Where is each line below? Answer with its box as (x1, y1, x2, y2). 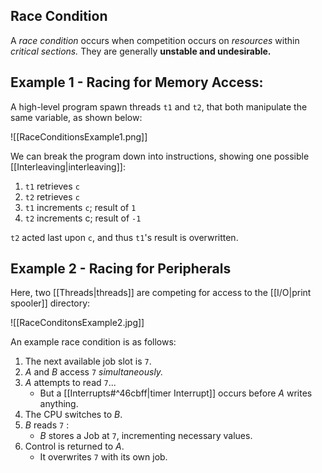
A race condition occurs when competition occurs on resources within (10, 34, 300, 46)
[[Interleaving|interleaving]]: (10, 160, 126, 173)
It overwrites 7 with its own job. (39, 451, 168, 463)
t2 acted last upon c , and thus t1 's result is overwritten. (10, 231, 239, 243)
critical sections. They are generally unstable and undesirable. (10, 45, 272, 57)
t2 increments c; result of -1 (24, 212, 142, 224)
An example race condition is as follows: (10, 336, 177, 348)
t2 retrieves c (24, 190, 80, 203)
